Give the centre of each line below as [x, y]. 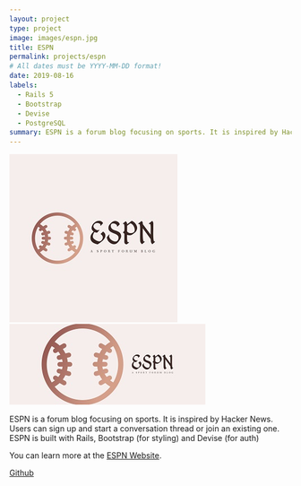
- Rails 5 [35, 94]
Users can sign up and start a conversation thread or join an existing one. [145, 429]
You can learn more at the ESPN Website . [86, 456]
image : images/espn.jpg [54, 38]
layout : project [39, 19]
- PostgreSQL [42, 123]
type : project [36, 28]
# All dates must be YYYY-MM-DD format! [86, 66]
